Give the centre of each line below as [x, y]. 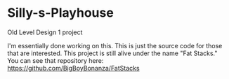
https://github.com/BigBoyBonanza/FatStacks [73, 68]
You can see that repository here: [55, 60]
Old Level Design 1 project [45, 32]
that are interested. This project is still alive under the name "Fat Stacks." [112, 53]
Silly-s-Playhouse [60, 13]
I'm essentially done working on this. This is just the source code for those [115, 45]
